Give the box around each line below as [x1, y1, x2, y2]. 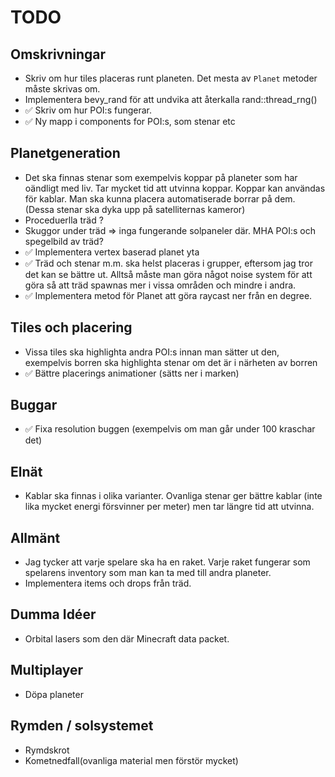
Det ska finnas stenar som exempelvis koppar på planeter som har [24, 171, 298, 183]
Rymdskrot [24, 744, 70, 756]
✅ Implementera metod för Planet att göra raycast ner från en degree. [24, 289, 313, 301]
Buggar [10, 397, 58, 414]
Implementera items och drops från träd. [24, 577, 192, 590]
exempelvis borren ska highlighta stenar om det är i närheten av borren [24, 356, 318, 368]
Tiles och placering [10, 319, 133, 336]
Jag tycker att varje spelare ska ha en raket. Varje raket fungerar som [24, 556, 311, 568]
